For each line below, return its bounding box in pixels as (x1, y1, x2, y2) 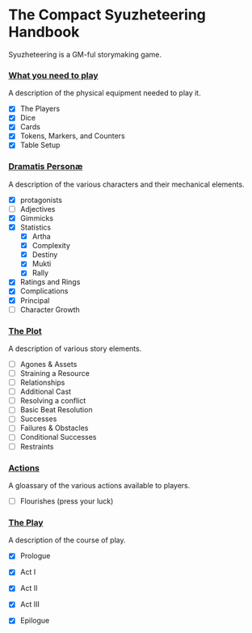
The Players (19, 103, 61, 114)
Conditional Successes (19, 433, 97, 442)
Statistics (19, 222, 51, 232)
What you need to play (8, 70, 99, 81)
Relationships (19, 378, 65, 387)
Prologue (19, 551, 51, 561)
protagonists (19, 195, 63, 205)
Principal (19, 295, 50, 305)
